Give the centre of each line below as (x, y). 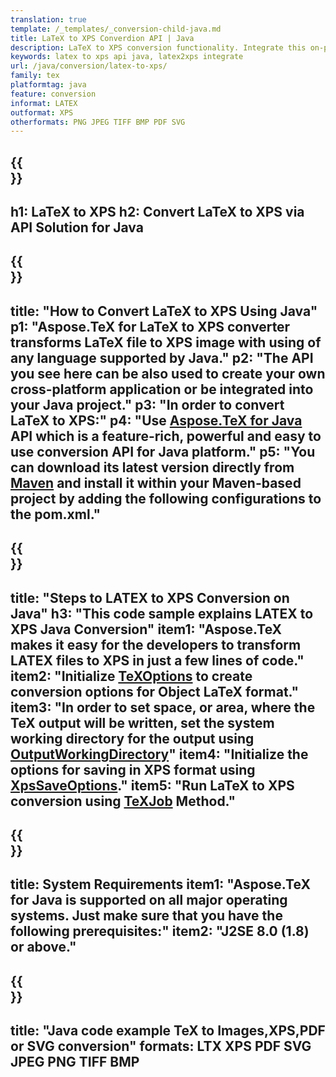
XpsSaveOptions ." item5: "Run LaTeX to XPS (152, 785)
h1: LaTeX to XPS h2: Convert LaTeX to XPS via (157, 212)
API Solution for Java (77, 227)
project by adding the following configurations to (166, 498)
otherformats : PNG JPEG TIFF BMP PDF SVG (98, 122)
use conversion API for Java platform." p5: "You (163, 451)
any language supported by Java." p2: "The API (162, 357)
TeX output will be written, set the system (142, 722)
